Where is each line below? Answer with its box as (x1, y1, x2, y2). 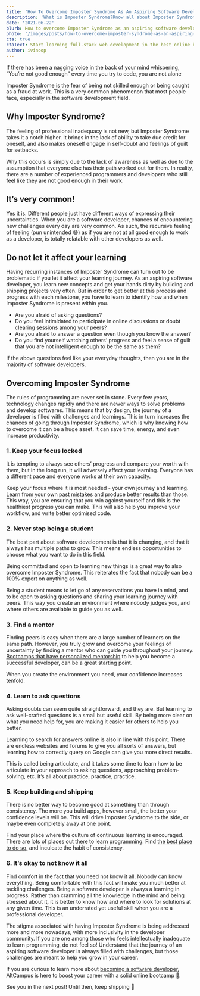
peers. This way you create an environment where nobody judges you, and (6, 599, 190, 606)
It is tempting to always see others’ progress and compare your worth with (6, 460, 189, 467)
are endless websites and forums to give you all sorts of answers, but (6, 742, 177, 750)
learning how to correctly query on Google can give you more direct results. (6, 748, 192, 756)
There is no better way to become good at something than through (6, 801, 170, 808)
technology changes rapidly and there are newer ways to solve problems (6, 400, 185, 407)
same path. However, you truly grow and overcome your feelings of (6, 640, 171, 647)
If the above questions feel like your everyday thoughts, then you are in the (6, 355, 190, 362)
